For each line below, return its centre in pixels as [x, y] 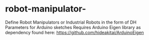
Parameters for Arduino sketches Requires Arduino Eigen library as [73, 27]
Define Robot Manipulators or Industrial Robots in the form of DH [71, 22]
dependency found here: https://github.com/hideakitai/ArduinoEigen [74, 32]
